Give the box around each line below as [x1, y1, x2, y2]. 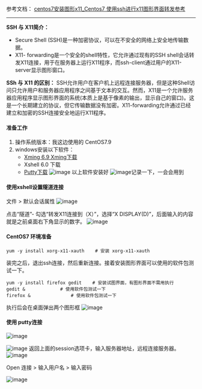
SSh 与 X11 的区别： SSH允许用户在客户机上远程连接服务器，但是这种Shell [6, 79, 190, 86]
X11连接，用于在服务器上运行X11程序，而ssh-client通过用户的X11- [20, 59, 182, 66]
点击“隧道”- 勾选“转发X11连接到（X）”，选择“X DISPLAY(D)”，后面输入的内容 [6, 211, 194, 218]
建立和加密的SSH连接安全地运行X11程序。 [6, 109, 109, 116]
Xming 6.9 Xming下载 [23, 154, 78, 161]
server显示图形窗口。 [14, 67, 68, 73]
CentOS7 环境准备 [6, 233, 52, 240]
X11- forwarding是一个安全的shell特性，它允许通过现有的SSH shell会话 [14, 52, 189, 58]
